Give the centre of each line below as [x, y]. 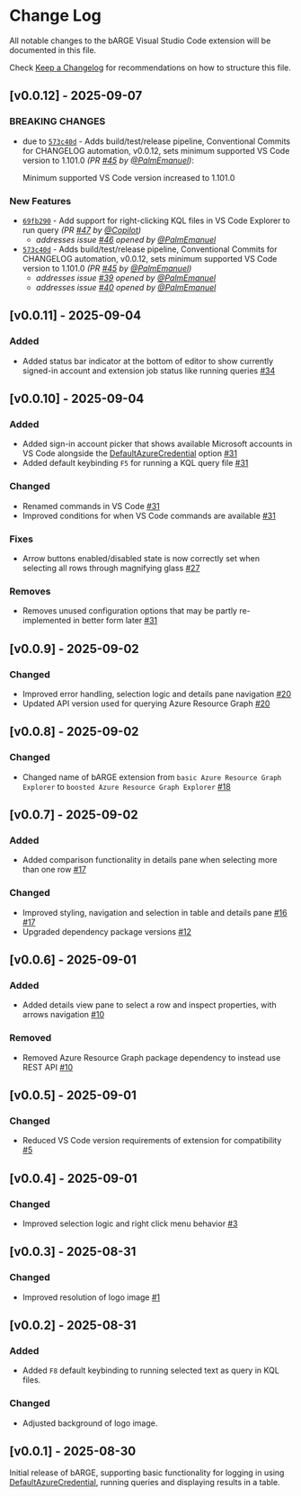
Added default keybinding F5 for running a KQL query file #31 [135, 463]
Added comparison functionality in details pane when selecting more [150, 860]
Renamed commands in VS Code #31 [91, 506]
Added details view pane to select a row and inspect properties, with [149, 1005]
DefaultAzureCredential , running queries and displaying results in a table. [145, 1483]
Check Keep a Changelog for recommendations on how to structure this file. [150, 67]
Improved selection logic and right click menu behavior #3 [130, 1223]
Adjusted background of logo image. [90, 1423]
